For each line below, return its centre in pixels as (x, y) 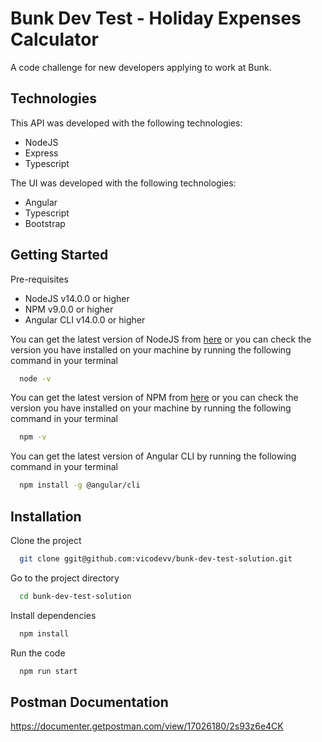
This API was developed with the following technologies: (126, 123)
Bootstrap (45, 223)
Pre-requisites (39, 279)
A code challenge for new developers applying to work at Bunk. (141, 67)
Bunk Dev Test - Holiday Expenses (156, 18)
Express (41, 153)
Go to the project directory (65, 578)
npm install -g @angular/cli (80, 485)
